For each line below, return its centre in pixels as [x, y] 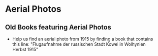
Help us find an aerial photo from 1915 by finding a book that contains [83, 39]
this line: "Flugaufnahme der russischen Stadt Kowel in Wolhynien [79, 44]
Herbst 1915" [25, 49]
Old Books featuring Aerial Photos [58, 27]
